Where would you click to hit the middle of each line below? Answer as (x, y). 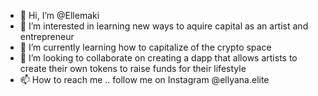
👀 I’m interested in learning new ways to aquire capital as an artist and (164, 26)
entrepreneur (47, 36)
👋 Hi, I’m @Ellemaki (59, 15)
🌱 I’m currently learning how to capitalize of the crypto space (145, 47)
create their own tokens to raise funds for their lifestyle (133, 68)
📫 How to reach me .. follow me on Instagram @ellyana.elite (144, 79)
